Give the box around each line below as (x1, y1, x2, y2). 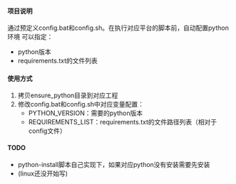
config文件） (28, 126, 66, 135)
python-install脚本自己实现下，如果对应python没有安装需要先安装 (17, 160, 210, 168)
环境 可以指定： (7, 33, 53, 41)
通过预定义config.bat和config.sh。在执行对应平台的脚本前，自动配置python (7, 23, 230, 32)
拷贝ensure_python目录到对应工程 (17, 91, 118, 99)
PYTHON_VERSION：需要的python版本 (28, 109, 143, 117)
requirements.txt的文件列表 (17, 57, 98, 65)
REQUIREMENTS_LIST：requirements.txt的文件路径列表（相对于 (28, 118, 217, 126)
